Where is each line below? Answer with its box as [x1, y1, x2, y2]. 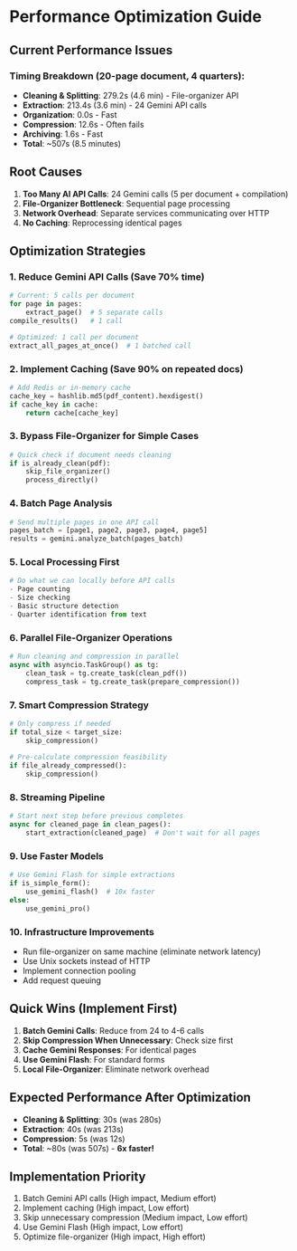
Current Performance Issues [9, 43, 173, 58]
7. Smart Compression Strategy [9, 699, 149, 711]
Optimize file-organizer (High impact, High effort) [22, 1231, 206, 1242]
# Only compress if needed [9, 719, 111, 728]
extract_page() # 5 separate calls [25, 308, 164, 318]
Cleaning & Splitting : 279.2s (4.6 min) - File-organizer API [22, 90, 239, 100]
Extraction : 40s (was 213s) [22, 1123, 125, 1134]
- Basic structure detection [9, 602, 119, 611]
